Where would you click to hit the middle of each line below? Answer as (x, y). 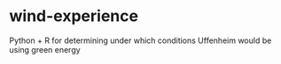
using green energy (45, 49)
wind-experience (74, 16)
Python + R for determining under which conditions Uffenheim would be (140, 40)
